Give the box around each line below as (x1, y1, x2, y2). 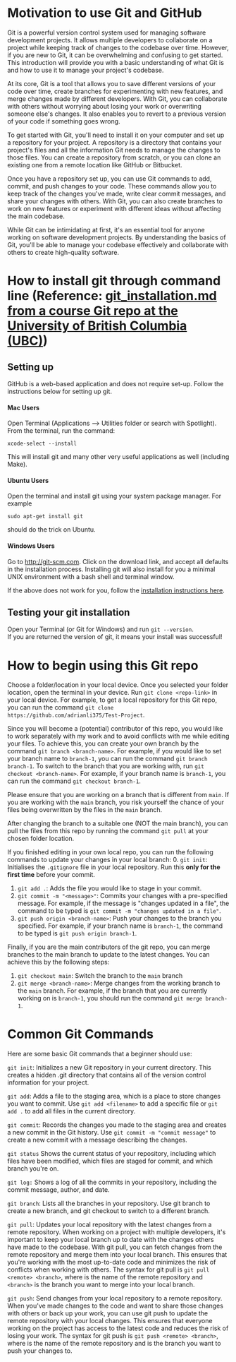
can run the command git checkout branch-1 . (7, 777, 141, 785)
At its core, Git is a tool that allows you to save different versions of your (7, 79, 216, 88)
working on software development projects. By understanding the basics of (7, 233, 227, 241)
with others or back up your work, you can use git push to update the (7, 1309, 209, 1318)
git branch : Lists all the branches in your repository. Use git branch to (7, 1199, 211, 1208)
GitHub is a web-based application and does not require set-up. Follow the (7, 379, 224, 388)
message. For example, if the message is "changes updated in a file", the (17, 899, 230, 908)
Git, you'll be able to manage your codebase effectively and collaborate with (7, 240, 229, 249)
